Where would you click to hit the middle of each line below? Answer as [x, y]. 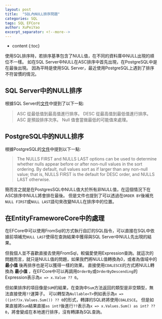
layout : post [18, 9]
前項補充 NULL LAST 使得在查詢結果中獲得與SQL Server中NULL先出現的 [78, 237]
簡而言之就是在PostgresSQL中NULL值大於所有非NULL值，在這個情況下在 [78, 189]
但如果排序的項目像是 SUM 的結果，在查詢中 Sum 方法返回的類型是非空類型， [77, 288]
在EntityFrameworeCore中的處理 [55, 218]
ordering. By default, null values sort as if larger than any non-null [82, 169]
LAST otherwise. [33, 179]
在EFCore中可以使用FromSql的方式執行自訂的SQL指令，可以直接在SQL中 [78, 231]
